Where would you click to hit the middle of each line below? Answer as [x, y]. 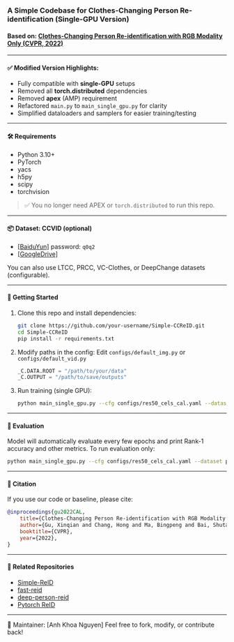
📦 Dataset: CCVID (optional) [50, 228]
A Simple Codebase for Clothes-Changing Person [93, 10]
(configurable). [29, 275]
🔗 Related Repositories [41, 567]
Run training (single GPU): [55, 391]
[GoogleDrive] [37, 254]
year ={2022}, [39, 538]
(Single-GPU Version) [92, 19]
